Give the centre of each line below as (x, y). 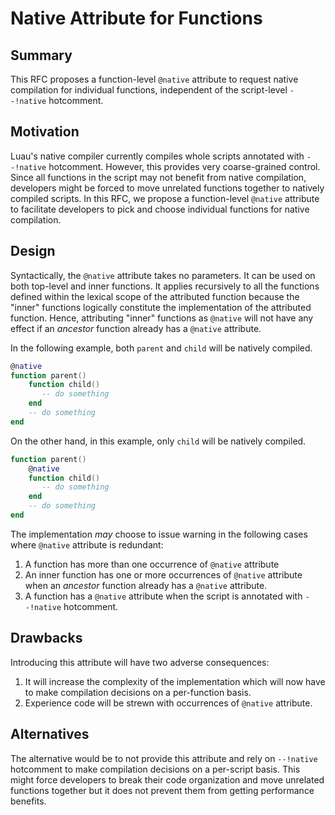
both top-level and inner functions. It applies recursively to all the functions (165, 286)
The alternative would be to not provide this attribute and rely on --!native (164, 758)
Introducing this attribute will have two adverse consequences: (140, 662)
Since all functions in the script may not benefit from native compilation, (158, 177)
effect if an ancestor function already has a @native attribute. (136, 328)
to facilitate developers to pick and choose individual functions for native (160, 209)
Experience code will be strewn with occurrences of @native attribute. (168, 703)
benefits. (28, 801)
